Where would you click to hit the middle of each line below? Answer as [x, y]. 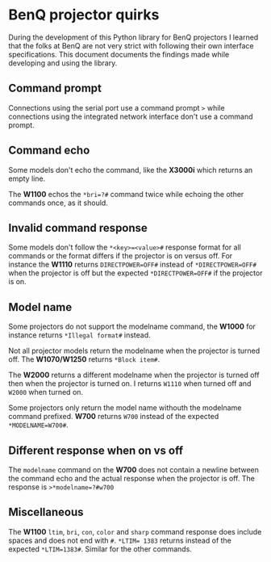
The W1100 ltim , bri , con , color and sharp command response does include [135, 531]
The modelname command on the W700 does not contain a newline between [134, 470]
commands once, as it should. [58, 203]
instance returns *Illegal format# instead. [79, 335]
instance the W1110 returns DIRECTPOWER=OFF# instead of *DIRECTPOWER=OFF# [132, 265]
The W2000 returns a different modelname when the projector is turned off [134, 375]
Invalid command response [78, 228]
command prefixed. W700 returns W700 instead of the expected [114, 417]
